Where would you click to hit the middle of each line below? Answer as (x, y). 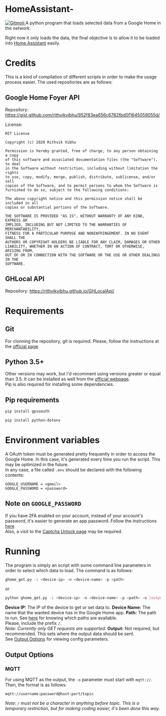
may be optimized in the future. (37, 464)
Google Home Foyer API (42, 98)
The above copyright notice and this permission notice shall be (74, 199)
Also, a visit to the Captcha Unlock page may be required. (64, 531)
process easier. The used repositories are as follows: (59, 82)
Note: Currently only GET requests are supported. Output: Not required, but (82, 629)
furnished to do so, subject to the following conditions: (67, 190)
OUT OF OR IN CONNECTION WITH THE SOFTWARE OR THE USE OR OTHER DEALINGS (83, 255)
